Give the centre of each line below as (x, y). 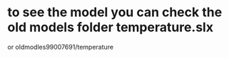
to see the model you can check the (115, 12)
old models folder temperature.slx (111, 27)
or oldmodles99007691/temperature (61, 47)
